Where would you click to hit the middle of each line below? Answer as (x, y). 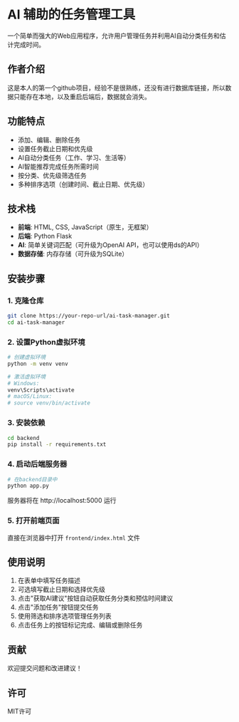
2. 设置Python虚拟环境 (46, 342)
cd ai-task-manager (36, 322)
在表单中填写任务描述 (49, 580)
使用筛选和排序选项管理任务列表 (64, 616)
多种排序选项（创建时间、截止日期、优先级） (83, 184)
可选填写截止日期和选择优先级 (61, 590)
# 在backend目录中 (32, 479)
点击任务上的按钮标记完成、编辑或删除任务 (80, 625)
